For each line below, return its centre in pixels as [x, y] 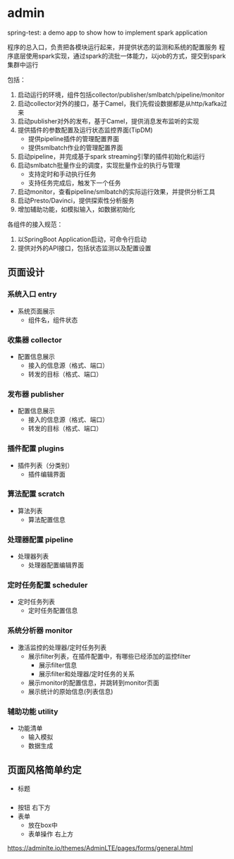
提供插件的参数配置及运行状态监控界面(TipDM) [85, 130]
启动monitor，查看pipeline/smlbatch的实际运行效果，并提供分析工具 [116, 191]
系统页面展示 [36, 311]
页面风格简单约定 [44, 770]
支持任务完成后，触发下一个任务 [74, 183]
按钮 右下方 [34, 807]
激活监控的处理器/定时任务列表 [62, 647]
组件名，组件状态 [53, 319]
